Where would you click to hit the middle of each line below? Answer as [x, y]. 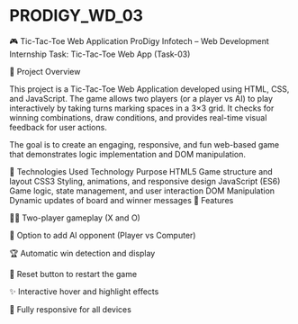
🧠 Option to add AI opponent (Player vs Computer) [103, 235]
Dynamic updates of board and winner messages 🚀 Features [122, 200]
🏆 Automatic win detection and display [82, 253]
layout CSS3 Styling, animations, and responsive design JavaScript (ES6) [145, 181]
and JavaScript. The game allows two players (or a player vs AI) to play [141, 98]
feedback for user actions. [59, 127]
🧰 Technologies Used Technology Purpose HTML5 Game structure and [141, 171]
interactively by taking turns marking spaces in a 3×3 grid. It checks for [142, 108]
